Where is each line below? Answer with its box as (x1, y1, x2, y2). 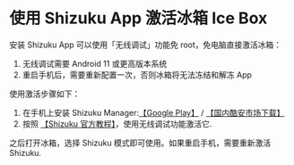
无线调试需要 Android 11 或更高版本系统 (22, 58, 168, 69)
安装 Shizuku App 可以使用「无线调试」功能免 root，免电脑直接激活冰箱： (9, 39, 282, 50)
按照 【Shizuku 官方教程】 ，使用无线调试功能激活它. (22, 118, 212, 129)
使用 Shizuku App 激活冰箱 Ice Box (9, 8, 268, 29)
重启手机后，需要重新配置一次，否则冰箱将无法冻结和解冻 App (22, 69, 253, 80)
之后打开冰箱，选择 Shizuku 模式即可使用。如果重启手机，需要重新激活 (9, 137, 272, 148)
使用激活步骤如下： (9, 88, 81, 99)
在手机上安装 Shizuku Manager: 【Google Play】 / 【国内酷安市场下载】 (22, 107, 285, 118)
